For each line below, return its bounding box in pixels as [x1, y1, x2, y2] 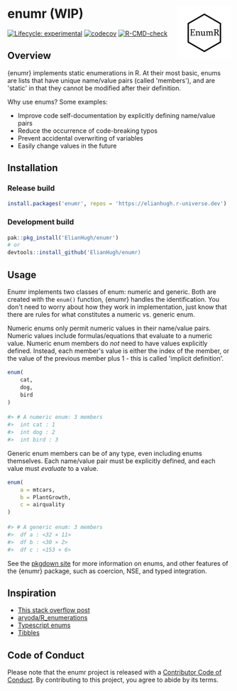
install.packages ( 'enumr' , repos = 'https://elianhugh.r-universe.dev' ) [7, 200, 227, 207]
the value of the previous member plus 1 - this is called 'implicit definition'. [7, 354, 224, 363]
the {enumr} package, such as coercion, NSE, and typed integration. [7, 567, 207, 575]
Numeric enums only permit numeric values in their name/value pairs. [7, 324, 211, 332]
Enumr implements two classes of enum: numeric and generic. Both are [7, 288, 216, 296]
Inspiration [7, 587, 57, 599]
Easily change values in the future [17, 141, 117, 150]
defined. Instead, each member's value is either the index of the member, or [7, 347, 229, 355]
